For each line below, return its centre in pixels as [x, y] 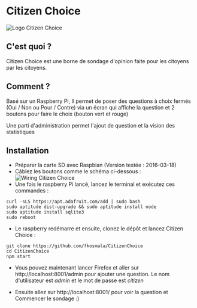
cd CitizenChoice [28, 251]
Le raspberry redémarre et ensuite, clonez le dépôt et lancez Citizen [99, 229]
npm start [19, 257]
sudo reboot [21, 218]
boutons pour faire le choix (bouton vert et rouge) [67, 114]
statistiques [20, 132]
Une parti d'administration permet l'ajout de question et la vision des [91, 125]
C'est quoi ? [29, 47]
